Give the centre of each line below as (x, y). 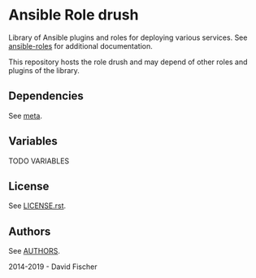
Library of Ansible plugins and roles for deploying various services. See (128, 37)
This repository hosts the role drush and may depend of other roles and (128, 62)
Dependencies (46, 96)
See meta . (26, 115)
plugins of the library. (44, 70)
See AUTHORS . (35, 251)
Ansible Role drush (74, 15)
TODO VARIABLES (39, 161)
